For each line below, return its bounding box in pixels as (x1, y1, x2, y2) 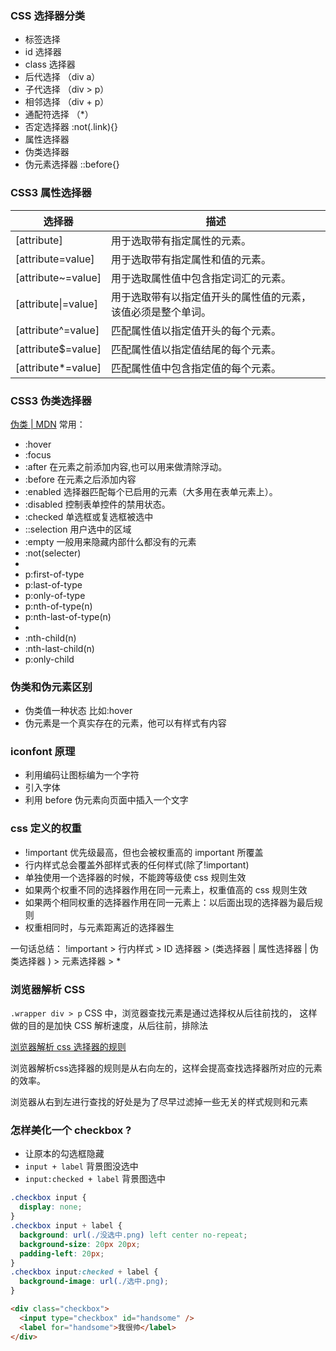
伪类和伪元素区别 (10, 680, 93, 694)
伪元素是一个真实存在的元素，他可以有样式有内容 (24, 717, 227, 729)
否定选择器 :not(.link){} (24, 121, 118, 133)
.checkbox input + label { (10, 1221, 123, 1231)
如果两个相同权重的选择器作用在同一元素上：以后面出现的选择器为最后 (24, 896, 315, 908)
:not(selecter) (24, 547, 82, 559)
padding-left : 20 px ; (19, 1248, 105, 1259)
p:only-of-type (24, 589, 86, 601)
